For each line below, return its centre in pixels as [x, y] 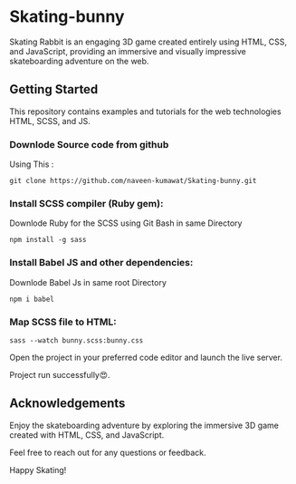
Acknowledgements [67, 404]
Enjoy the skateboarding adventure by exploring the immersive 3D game [144, 425]
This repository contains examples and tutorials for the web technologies [146, 111]
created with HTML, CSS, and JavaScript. [87, 435]
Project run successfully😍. [60, 374]
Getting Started [54, 89]
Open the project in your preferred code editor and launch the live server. [146, 357]
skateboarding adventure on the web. [79, 61]
